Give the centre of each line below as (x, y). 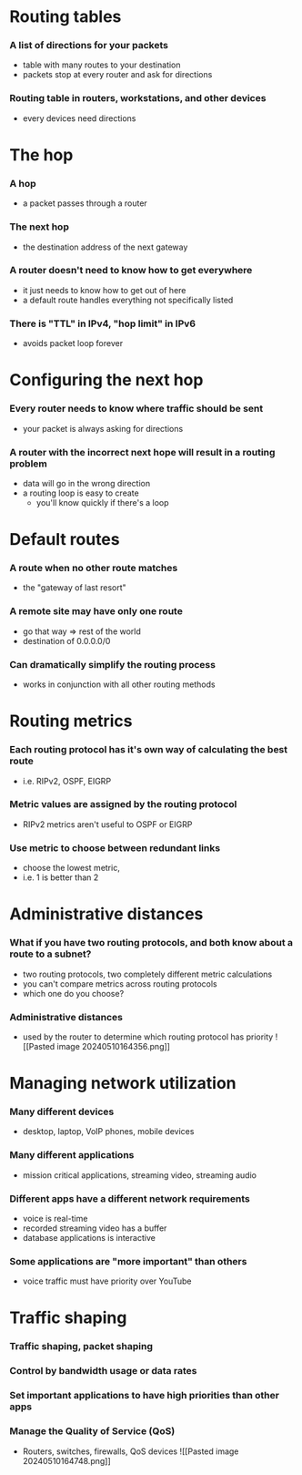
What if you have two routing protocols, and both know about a (151, 943)
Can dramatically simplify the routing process (113, 664)
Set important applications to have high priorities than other (145, 1396)
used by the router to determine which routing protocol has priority (148, 1037)
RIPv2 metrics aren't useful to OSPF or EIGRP (107, 824)
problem (29, 464)
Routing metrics (71, 721)
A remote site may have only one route (96, 611)
